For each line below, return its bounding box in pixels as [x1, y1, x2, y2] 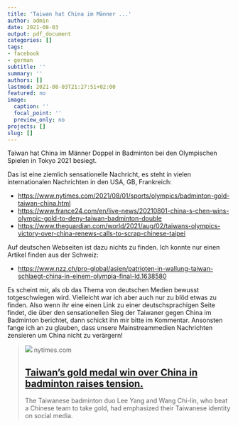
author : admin [7, 17, 50, 24]
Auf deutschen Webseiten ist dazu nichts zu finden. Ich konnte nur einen [7, 243, 220, 252]
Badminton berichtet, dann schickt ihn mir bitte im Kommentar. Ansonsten [7, 316, 223, 324]
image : [7, 97, 27, 104]
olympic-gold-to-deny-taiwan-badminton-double [17, 214, 162, 223]
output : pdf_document [7, 30, 72, 38]
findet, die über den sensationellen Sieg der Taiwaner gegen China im [7, 309, 212, 317]
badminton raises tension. [24, 378, 144, 390]
